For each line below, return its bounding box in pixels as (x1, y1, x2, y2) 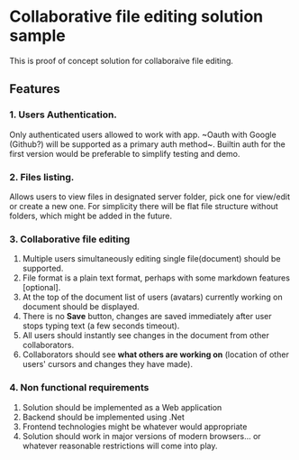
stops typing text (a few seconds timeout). (22, 320, 180, 331)
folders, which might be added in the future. (9, 210, 173, 221)
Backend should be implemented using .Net (22, 411, 185, 422)
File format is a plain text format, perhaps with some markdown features (22, 272, 291, 283)
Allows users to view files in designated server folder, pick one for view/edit (9, 191, 291, 202)
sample (9, 25, 66, 46)
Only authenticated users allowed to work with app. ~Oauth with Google (9, 129, 276, 140)
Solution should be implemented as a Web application (22, 401, 222, 412)
